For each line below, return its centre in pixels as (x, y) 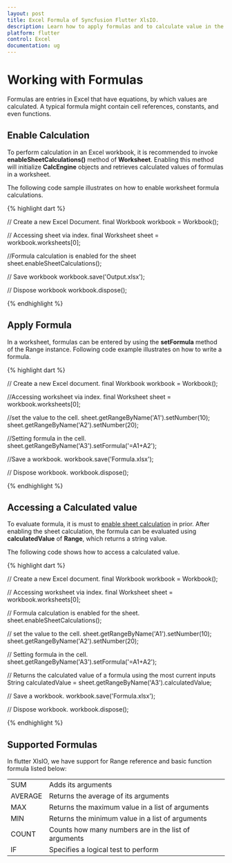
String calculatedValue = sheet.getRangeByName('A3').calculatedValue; (109, 683)
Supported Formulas (52, 744)
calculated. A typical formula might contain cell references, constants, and (113, 106)
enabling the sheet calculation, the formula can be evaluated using (102, 531)
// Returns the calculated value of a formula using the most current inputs (112, 676)
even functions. (29, 113)
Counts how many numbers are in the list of (119, 830)
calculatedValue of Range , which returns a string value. (87, 539)
